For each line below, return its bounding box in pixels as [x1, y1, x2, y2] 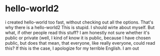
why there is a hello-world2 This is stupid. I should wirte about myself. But [5, 24, 155, 30]
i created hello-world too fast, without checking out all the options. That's [5, 19, 154, 25]
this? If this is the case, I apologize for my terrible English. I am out [5, 45, 139, 51]
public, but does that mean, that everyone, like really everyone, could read [5, 40, 156, 46]
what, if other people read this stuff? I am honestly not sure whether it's [5, 29, 150, 35]
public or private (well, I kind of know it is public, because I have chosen [5, 35, 151, 41]
